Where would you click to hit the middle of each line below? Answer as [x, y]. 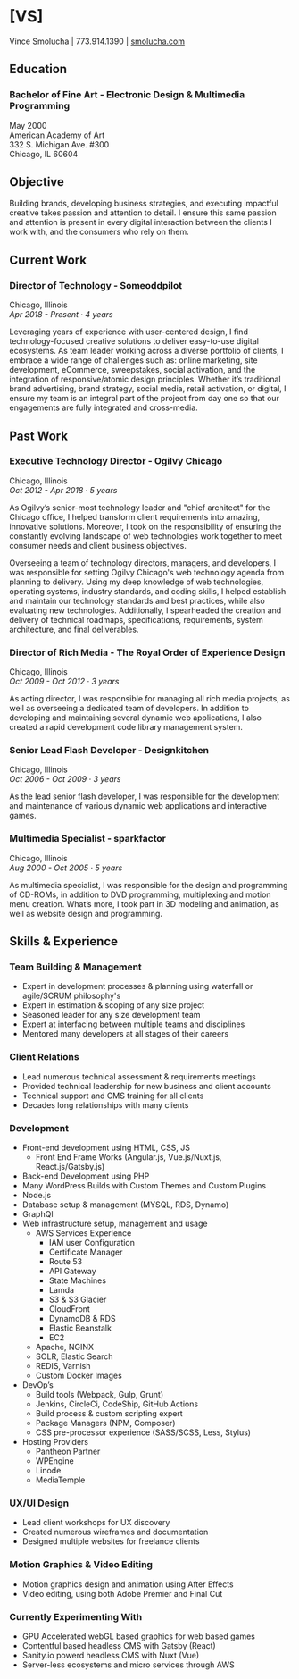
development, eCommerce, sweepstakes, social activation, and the [133, 370]
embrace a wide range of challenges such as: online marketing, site [133, 360]
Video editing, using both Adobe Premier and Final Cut [122, 1593]
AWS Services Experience [83, 1233]
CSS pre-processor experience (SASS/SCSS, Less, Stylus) [143, 1432]
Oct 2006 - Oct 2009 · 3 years [65, 779]
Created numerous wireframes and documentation [115, 1532]
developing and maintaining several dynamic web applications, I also [135, 718]
